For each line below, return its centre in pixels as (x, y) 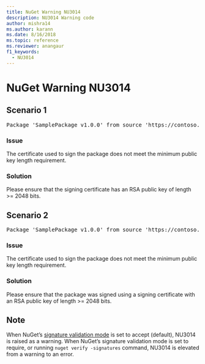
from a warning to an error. (40, 354)
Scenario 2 (28, 215)
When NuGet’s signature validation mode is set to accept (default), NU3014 (101, 335)
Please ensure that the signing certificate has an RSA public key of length (99, 190)
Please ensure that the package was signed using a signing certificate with (101, 294)
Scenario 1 (27, 110)
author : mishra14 (28, 23)
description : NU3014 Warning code (50, 18)
